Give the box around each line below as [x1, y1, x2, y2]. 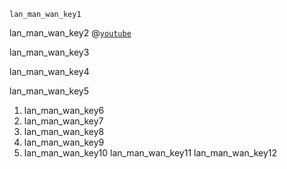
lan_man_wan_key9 [23, 136, 105, 148]
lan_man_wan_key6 [23, 105, 105, 116]
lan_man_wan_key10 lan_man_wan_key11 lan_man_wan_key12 [23, 147, 278, 159]
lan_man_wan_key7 [23, 115, 104, 127]
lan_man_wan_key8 [23, 126, 105, 137]
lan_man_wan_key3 [9, 46, 90, 58]
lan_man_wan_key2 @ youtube [9, 27, 132, 39]
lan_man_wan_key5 [9, 85, 90, 97]
